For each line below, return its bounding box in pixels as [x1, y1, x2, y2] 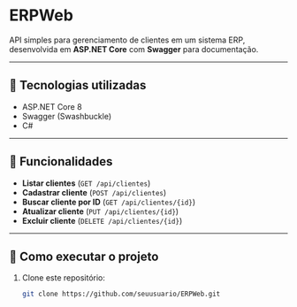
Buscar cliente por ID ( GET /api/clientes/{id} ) [21, 196, 196, 207]
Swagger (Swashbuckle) [21, 111, 112, 121]
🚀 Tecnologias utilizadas [9, 78, 147, 93]
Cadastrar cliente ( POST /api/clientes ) [21, 187, 167, 197]
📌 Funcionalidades [9, 154, 113, 169]
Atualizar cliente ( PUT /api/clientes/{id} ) [21, 205, 179, 217]
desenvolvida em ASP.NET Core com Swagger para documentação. [9, 43, 259, 54]
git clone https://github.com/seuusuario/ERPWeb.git [21, 289, 221, 299]
